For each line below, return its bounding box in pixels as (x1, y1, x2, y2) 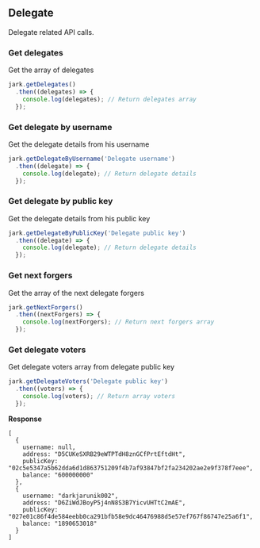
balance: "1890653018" (22, 519, 97, 527)
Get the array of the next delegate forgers (8, 288, 145, 297)
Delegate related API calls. (8, 27, 94, 36)
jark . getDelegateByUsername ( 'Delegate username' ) (8, 155, 176, 163)
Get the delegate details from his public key (8, 213, 151, 223)
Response (8, 414, 42, 423)
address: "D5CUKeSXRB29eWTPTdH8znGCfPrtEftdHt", (22, 450, 186, 458)
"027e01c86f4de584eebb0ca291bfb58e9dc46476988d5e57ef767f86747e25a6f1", (8, 512, 254, 520)
